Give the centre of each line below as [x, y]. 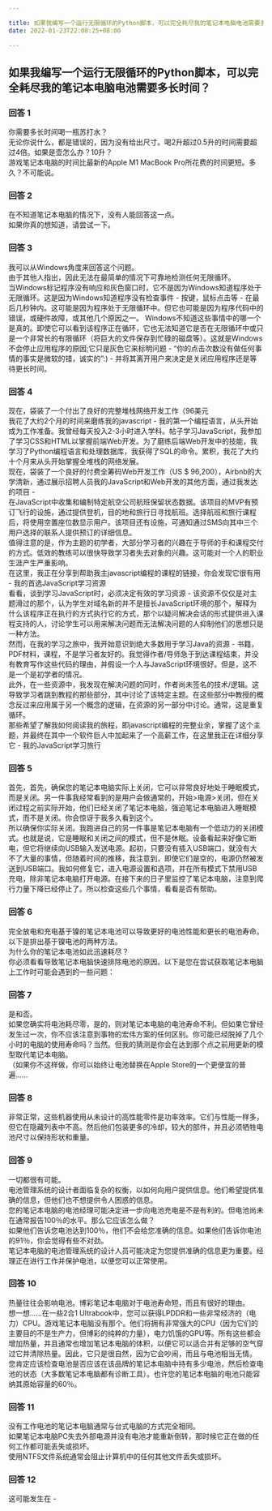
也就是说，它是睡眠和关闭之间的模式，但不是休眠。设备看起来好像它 [136, 838]
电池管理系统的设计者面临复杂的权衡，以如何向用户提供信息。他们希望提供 [132, 1190]
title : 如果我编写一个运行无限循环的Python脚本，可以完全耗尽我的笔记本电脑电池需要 [134, 23]
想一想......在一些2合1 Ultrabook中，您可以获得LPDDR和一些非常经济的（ [129, 1313]
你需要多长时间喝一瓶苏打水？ [58, 132]
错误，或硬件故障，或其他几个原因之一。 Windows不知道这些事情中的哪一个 [135, 318]
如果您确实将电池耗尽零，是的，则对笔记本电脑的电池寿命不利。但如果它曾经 [136, 1024]
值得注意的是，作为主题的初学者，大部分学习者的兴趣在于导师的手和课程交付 [136, 543]
